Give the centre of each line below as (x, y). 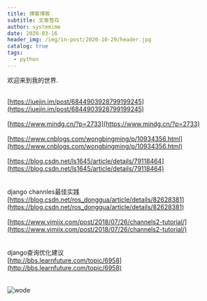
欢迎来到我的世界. (33, 80)
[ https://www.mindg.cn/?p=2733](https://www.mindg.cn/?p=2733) (104, 124)
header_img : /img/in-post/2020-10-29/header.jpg (79, 40)
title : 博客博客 (29, 14)
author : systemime (34, 27)
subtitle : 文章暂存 (34, 20)
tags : (15, 53)
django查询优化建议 (36, 252)
